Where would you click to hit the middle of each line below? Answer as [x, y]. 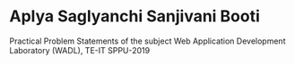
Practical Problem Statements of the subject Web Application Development [147, 41]
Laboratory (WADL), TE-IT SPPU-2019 [80, 50]
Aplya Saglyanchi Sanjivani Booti [134, 16]
